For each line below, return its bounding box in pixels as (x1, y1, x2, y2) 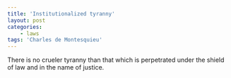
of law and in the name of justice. (7, 63, 105, 72)
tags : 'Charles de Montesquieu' (7, 37, 102, 44)
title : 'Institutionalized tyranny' (7, 10, 115, 18)
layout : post (7, 17, 46, 24)
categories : (7, 23, 42, 30)
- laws (20, 30, 40, 37)
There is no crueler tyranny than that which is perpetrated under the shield (7, 56, 225, 64)
